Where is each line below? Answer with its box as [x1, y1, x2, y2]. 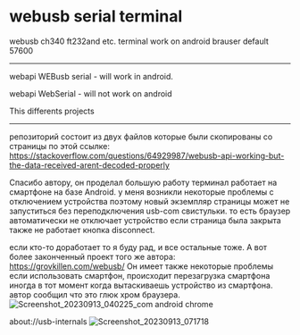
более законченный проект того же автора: [9, 251, 176, 262]
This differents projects [9, 105, 96, 116]
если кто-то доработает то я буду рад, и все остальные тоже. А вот [9, 241, 268, 252]
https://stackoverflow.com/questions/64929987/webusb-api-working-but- [9, 150, 285, 161]
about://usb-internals [9, 315, 87, 327]
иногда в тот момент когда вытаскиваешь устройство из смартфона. [9, 280, 273, 290]
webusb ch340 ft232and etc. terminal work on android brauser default [9, 36, 270, 46]
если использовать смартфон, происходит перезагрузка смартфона [9, 270, 271, 281]
